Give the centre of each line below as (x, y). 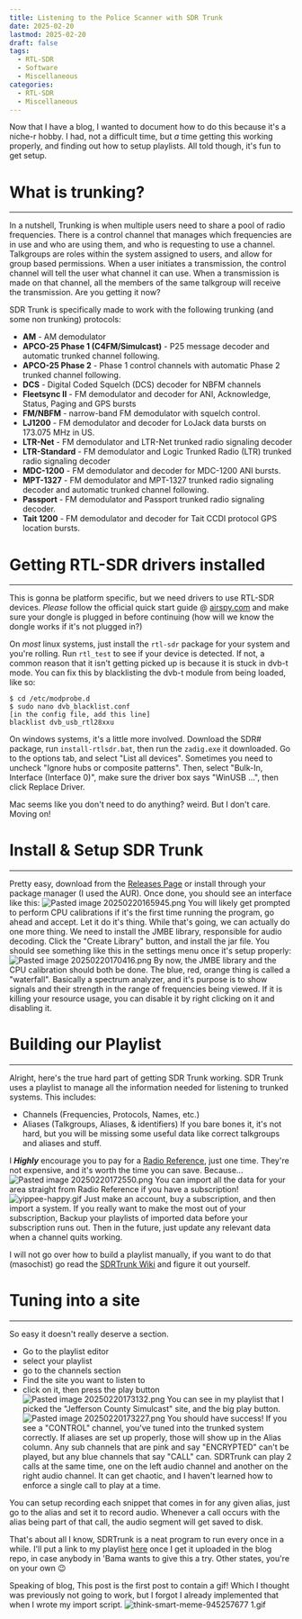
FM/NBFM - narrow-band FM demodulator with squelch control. (141, 413)
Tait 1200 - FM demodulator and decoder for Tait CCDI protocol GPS (149, 519)
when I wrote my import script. (66, 1605)
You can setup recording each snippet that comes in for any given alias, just (150, 1503)
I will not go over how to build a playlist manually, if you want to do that (140, 1255)
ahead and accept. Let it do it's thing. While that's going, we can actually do (150, 922)
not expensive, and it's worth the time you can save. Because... (126, 1171)
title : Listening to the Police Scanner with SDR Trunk (116, 18)
